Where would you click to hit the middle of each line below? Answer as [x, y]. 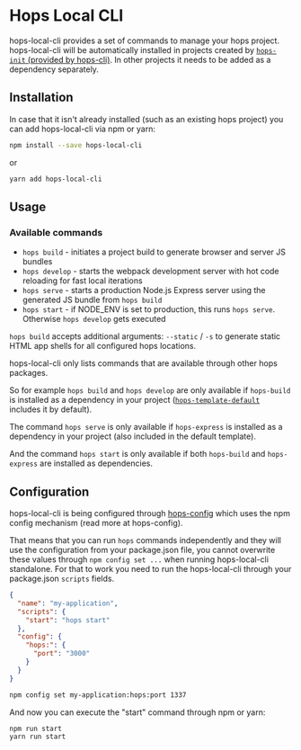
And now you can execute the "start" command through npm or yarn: [137, 712]
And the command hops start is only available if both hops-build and [137, 454]
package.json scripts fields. [62, 578]
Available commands [56, 232]
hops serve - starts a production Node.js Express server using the [144, 290]
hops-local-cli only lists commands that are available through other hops [144, 363]
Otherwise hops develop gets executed [94, 319]
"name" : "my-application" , [68, 603]
